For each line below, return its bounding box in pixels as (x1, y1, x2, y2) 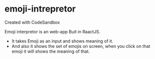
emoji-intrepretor (4, 3, 76, 15)
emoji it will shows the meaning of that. (11, 48, 90, 54)
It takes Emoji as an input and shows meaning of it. (11, 38, 114, 44)
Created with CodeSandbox (4, 19, 60, 25)
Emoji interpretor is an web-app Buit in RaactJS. (4, 29, 101, 34)
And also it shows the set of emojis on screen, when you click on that (11, 43, 151, 49)
